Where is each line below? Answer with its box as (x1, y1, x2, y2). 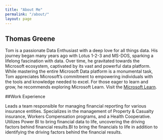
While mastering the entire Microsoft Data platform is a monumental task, (5, 68, 153, 74)
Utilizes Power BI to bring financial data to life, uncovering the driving (5, 119, 145, 125)
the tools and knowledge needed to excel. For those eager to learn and (5, 79, 149, 85)
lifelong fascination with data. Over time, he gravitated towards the (5, 58, 140, 64)
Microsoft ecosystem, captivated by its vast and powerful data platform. (5, 63, 151, 69)
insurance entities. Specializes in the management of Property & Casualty (5, 109, 154, 114)
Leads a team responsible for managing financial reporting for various (5, 103, 146, 109)
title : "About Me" (5, 7, 43, 12)
